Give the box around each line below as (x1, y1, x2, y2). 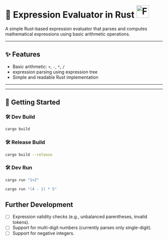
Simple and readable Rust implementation (12, 74, 98, 80)
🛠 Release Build (5, 139, 45, 146)
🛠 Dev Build (5, 113, 35, 120)
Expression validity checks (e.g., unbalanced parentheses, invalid (12, 213, 147, 220)
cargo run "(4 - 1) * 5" (5, 186, 57, 191)
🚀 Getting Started (5, 98, 60, 107)
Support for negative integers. (12, 230, 75, 236)
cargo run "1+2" (5, 177, 39, 182)
